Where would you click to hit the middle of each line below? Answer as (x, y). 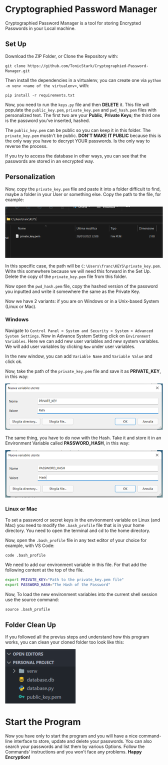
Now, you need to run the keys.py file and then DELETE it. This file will (77, 104)
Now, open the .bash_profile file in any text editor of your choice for (76, 540)
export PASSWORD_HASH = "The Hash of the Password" (58, 585)
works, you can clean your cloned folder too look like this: (64, 642)
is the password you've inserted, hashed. (47, 120)
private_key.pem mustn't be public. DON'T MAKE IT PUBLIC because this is (83, 135)
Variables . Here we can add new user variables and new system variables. (82, 341)
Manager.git (17, 71)
